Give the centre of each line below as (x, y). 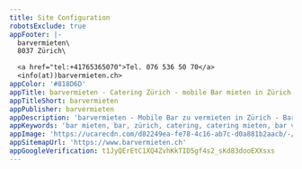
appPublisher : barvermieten (62, 109)
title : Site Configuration (60, 18)
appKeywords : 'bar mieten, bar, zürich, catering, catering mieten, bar (148, 126)
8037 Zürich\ (42, 51)
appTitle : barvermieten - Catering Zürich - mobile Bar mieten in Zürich (151, 92)
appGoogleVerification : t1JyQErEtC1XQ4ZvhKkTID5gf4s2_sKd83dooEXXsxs (142, 151)
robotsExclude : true (48, 26)
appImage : (28, 134)
